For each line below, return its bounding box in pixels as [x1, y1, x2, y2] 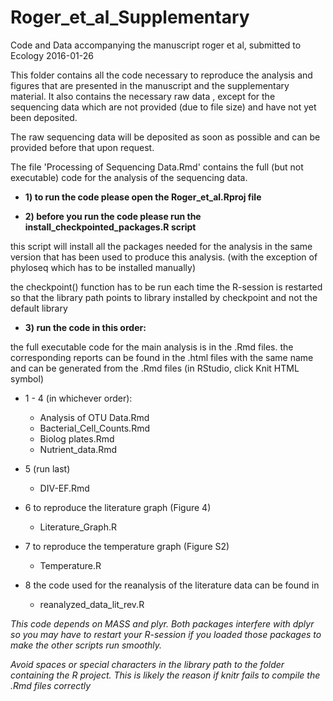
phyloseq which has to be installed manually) [10, 261, 197, 273]
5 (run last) [24, 462, 71, 475]
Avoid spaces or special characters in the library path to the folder [10, 658, 285, 670]
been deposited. [10, 111, 78, 123]
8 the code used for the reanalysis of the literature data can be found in [24, 579, 320, 591]
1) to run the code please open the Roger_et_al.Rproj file [24, 191, 262, 203]
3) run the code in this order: [24, 321, 147, 333]
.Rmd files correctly [10, 679, 92, 691]
